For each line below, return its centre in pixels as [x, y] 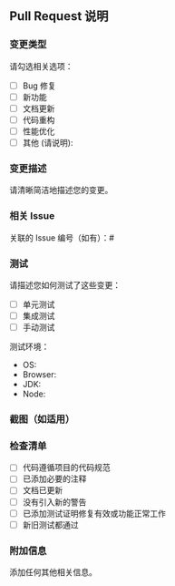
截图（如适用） [42, 419]
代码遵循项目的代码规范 [66, 468]
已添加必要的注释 [54, 479]
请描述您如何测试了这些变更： [65, 284]
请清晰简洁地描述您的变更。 [61, 190]
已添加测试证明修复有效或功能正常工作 [94, 513]
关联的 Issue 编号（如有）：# [62, 237]
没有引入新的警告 [54, 502]
